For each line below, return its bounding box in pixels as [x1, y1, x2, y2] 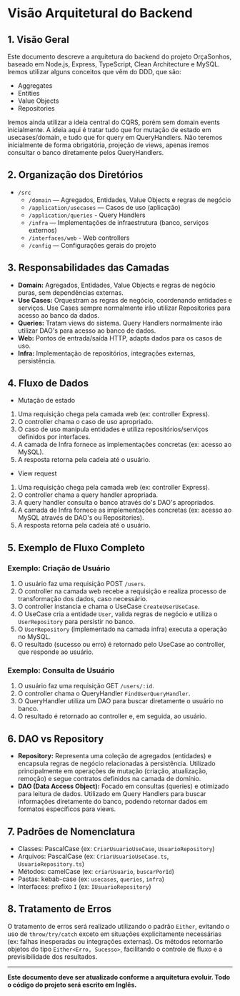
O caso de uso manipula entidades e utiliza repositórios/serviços [17, 425, 209, 433]
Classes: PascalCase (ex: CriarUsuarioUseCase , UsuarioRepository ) [17, 845, 215, 853]
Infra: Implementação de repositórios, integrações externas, [17, 348, 196, 358]
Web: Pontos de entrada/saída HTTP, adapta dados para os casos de [17, 333, 223, 342]
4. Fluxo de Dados [7, 377, 89, 390]
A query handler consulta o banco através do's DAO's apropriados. [17, 498, 216, 507]
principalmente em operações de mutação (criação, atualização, [17, 767, 208, 775]
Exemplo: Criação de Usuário [7, 563, 111, 573]
